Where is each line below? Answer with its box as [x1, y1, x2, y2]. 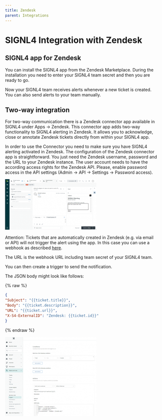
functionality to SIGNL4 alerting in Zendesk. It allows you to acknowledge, [5, 129, 153, 135]
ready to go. [5, 77, 30, 83]
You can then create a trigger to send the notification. [5, 264, 112, 270]
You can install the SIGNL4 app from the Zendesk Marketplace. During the [5, 67, 154, 73]
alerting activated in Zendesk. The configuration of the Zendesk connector [5, 149, 155, 155]
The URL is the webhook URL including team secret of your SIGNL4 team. [5, 255, 153, 260]
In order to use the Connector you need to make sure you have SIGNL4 [5, 144, 147, 149]
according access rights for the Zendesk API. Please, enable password [5, 164, 147, 170]
